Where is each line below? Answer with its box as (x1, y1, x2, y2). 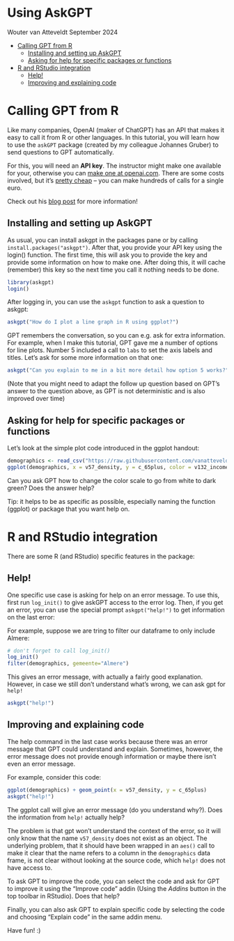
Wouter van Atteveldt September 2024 (7, 28, 118, 36)
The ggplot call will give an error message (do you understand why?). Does (7, 805, 223, 814)
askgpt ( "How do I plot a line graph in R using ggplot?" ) (7, 319, 179, 326)
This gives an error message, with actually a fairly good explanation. (7, 673, 203, 681)
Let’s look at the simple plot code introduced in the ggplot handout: (7, 444, 200, 452)
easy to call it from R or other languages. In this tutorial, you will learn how (7, 133, 220, 141)
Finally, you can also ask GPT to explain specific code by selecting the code (7, 905, 225, 913)
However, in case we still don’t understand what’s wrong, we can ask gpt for (7, 680, 226, 688)
